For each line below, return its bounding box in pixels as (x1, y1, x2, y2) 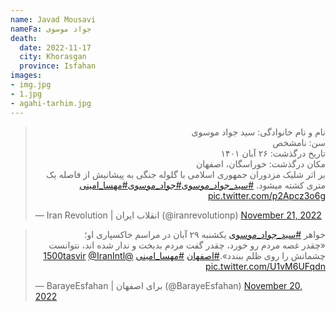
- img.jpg (10, 80, 52, 90)
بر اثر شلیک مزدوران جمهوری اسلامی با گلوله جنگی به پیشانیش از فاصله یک (46, 168, 326, 180)
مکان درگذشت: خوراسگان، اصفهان (195, 157, 326, 170)
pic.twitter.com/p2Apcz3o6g (207, 189, 326, 201)
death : (10, 33, 38, 43)
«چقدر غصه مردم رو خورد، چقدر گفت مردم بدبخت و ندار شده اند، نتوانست (48, 239, 326, 251)
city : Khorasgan (19, 52, 87, 62)
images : (10, 71, 43, 81)
